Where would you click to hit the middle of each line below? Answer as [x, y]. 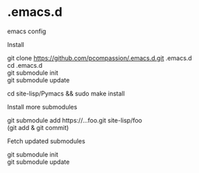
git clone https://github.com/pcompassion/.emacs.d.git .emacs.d [99, 58]
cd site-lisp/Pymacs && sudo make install [66, 93]
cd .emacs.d [25, 65]
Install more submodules [42, 107]
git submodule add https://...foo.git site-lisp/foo [75, 120]
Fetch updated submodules [46, 141]
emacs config [27, 31]
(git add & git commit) [38, 127]
